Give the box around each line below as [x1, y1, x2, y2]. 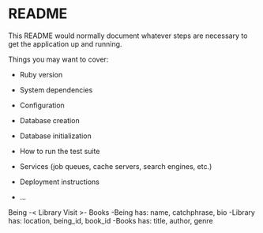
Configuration [19, 100, 65, 110]
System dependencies [19, 85, 93, 95]
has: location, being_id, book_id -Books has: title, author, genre [8, 216, 213, 225]
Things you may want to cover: [8, 54, 109, 64]
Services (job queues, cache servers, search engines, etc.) [19, 161, 212, 171]
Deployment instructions [19, 177, 100, 186]
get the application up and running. [8, 39, 122, 48]
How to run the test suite [19, 146, 100, 156]
